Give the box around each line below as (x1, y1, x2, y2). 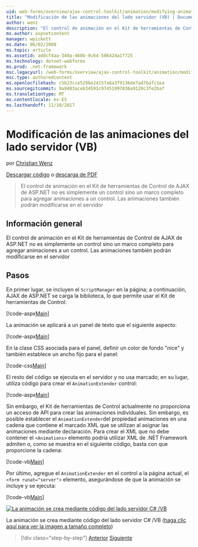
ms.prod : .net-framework (6, 63, 67, 70)
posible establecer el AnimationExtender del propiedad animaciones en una (6, 415, 187, 423)
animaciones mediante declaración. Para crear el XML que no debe (6, 428, 170, 435)
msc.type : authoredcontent (6, 75, 72, 80)
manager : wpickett (6, 36, 51, 42)
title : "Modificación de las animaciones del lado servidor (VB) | (6, 14, 176, 20)
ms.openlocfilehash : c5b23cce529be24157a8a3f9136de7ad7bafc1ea (6, 80, 165, 86)
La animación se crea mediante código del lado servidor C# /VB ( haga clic (6, 517, 187, 524)
